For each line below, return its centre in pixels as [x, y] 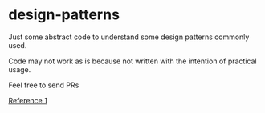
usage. [20, 69]
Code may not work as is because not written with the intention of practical [132, 61]
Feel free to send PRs [44, 85]
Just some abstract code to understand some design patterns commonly [129, 37]
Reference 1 [28, 100]
